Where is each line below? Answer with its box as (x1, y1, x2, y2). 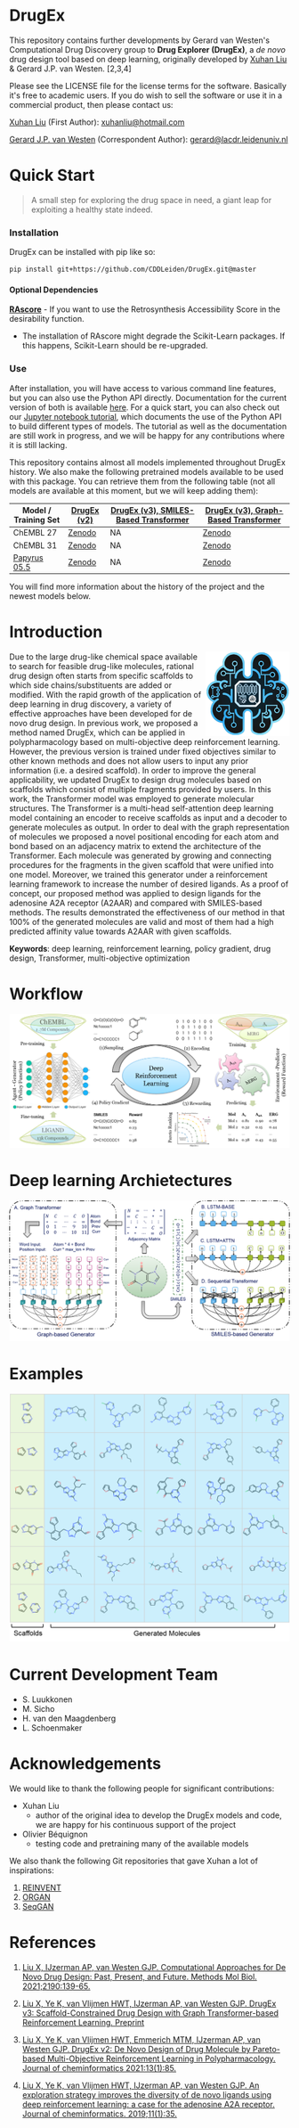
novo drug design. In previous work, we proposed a (9, 718, 198, 729)
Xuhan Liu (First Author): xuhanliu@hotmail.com (9, 117, 185, 127)
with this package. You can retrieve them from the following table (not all (9, 476, 276, 487)
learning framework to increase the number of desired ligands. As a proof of (9, 879, 289, 889)
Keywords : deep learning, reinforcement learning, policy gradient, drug (9, 944, 271, 954)
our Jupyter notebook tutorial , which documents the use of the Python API (9, 411, 282, 422)
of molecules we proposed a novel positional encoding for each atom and (9, 831, 279, 842)
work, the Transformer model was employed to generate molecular (9, 794, 255, 805)
